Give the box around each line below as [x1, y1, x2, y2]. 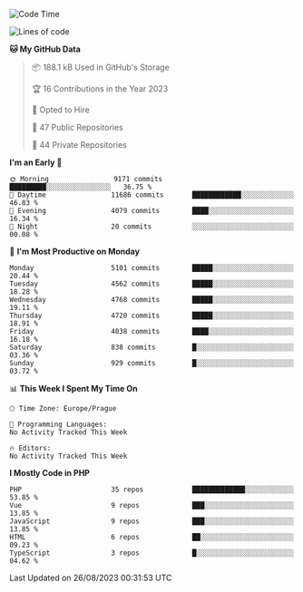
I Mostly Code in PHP [9, 468, 91, 478]
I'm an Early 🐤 [9, 157, 63, 168]
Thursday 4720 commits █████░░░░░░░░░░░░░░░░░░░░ [9, 311, 295, 320]
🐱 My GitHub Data [9, 44, 82, 54]
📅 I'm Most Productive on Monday [9, 246, 141, 257]
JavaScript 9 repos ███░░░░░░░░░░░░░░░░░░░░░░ [9, 517, 295, 526]
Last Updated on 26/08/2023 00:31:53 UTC [9, 572, 172, 583]
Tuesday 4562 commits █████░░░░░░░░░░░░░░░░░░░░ [9, 279, 295, 288]
